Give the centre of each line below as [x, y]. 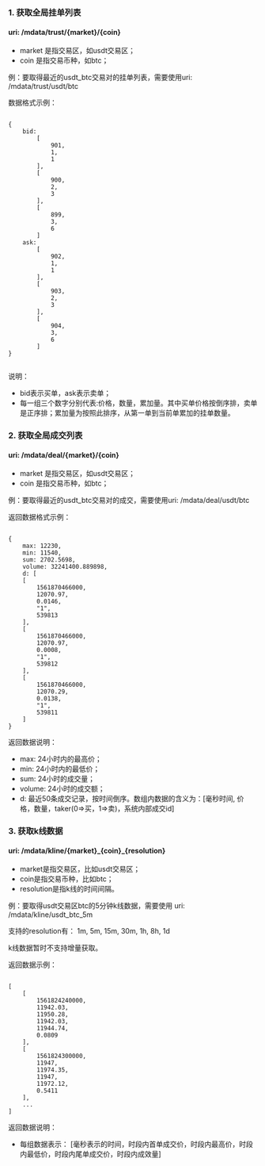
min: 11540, [42, 553]
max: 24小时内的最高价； [61, 759]
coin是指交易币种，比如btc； [66, 879]
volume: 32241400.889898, [65, 567]
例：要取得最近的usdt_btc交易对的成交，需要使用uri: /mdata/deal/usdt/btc [129, 501]
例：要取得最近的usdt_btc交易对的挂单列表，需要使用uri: [100, 78]
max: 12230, [42, 546]
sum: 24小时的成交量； [57, 779]
